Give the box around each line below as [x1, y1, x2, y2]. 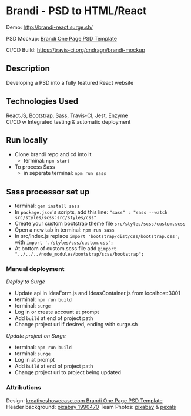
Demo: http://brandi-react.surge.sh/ [6, 24, 93, 31]
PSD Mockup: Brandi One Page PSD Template [6, 35, 118, 42]
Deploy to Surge [6, 278, 45, 285]
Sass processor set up [6, 187, 90, 197]
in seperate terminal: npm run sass [23, 170, 107, 177]
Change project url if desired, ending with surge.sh [14, 321, 138, 328]
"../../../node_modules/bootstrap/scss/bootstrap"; [14, 252, 144, 257]
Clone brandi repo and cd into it [14, 151, 92, 158]
